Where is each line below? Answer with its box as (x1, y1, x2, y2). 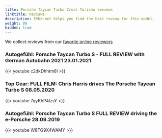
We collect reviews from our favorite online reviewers (5, 39, 113, 45)
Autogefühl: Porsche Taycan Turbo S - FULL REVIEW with (5, 51, 145, 58)
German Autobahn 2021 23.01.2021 (5, 57, 92, 64)
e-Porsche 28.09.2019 (5, 116, 60, 123)
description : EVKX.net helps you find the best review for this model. (5, 16, 155, 21)
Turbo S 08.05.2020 (5, 87, 55, 93)
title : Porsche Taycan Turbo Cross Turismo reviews (5, 7, 113, 12)
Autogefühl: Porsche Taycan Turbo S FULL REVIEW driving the (5, 110, 157, 116)
